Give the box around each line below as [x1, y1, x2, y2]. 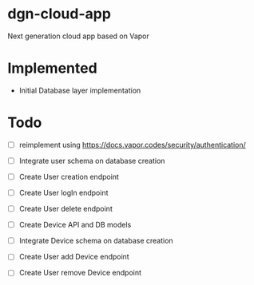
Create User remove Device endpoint [18, 268, 141, 278]
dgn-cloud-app [7, 5, 111, 23]
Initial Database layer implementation [18, 85, 141, 95]
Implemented [7, 59, 97, 77]
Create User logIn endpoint [18, 188, 109, 197]
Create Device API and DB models [18, 220, 132, 230]
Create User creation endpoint [18, 172, 119, 181]
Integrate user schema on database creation [18, 156, 165, 165]
